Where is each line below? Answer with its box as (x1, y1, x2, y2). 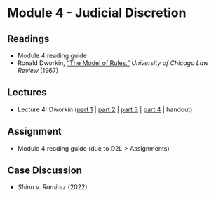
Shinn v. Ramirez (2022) (17, 183, 88, 191)
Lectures (7, 86, 47, 99)
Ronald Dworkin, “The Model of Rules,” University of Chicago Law (17, 59, 209, 67)
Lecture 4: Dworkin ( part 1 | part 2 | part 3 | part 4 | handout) (17, 105, 193, 114)
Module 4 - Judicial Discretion (7, 5, 187, 21)
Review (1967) (17, 67, 59, 74)
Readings (7, 33, 50, 45)
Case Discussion (7, 165, 83, 177)
